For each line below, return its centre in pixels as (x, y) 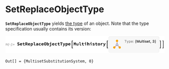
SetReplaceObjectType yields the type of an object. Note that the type (77, 23)
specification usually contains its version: (48, 28)
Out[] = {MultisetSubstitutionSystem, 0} (50, 61)
